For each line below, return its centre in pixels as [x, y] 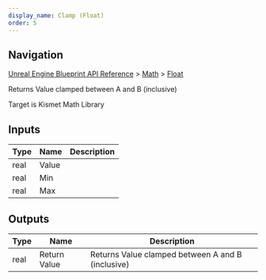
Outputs [29, 219]
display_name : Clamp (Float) [56, 15]
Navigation [36, 55]
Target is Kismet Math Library [56, 104]
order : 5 [23, 23]
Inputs [25, 129]
